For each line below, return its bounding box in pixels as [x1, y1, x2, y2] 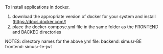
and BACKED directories [12, 29, 62, 35]
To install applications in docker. [5, 4, 70, 10]
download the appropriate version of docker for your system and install [12, 14, 156, 19]
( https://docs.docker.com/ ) [12, 19, 67, 24]
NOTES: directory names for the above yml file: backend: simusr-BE [5, 38, 142, 44]
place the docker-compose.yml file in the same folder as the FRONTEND [12, 24, 159, 30]
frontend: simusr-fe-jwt [5, 44, 52, 49]
